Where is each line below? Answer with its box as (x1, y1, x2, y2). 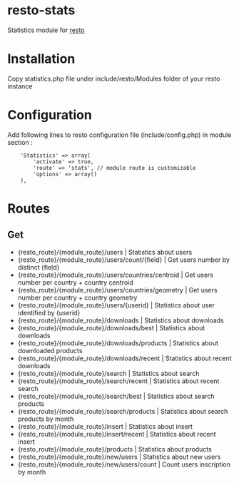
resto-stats (7, 2, 76, 19)
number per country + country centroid (17, 278, 133, 287)
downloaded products (17, 346, 83, 355)
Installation (7, 51, 76, 67)
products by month (17, 415, 74, 423)
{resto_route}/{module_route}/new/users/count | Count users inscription (17, 459, 230, 469)
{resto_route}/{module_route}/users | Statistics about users (17, 248, 193, 256)
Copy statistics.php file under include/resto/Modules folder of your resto (7, 74, 220, 83)
